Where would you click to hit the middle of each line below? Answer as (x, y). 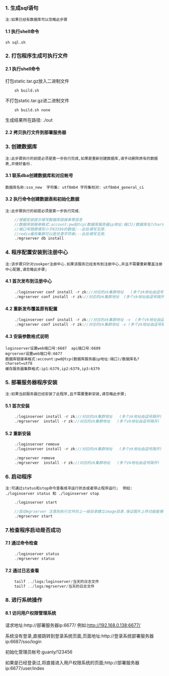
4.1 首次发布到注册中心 (28, 281)
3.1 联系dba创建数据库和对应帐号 (39, 176)
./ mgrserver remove (35, 458)
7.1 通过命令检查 (22, 543)
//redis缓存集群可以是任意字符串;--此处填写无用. (60, 234)
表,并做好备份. (19, 164)
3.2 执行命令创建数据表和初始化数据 (42, 199)
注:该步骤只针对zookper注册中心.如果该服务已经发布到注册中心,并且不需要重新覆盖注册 (84, 264)
